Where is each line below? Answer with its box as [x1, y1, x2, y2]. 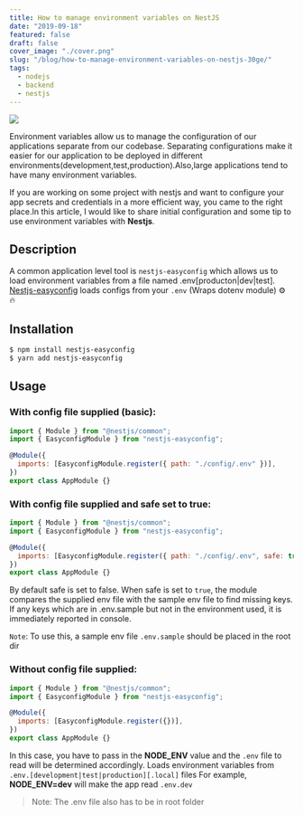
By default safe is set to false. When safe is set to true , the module [9, 584, 258, 595]
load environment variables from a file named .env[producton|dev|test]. [9, 275, 276, 286]
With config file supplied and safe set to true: [9, 498, 212, 510]
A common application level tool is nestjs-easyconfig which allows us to [9, 266, 279, 277]
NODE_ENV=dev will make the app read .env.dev [9, 779, 193, 790]
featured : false [9, 30, 70, 39]
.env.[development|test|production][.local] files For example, [9, 769, 248, 780]
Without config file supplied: [9, 663, 138, 676]
